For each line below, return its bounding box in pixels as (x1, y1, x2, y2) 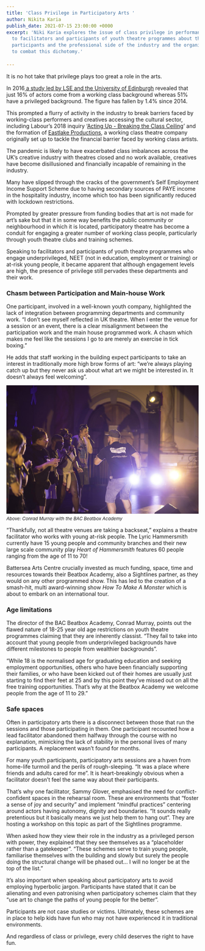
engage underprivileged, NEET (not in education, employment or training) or (6, 254, 198, 261)
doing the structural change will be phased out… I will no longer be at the (6, 858, 190, 865)
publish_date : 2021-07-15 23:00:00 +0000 (6, 23, 113, 29)
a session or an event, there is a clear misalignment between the (6, 322, 168, 330)
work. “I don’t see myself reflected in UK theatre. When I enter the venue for (6, 316, 198, 324)
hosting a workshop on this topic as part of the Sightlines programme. (6, 820, 182, 828)
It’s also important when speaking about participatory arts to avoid (6, 876, 173, 884)
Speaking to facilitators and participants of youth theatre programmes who (6, 248, 194, 255)
